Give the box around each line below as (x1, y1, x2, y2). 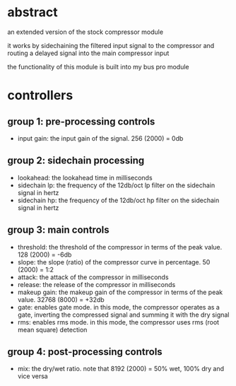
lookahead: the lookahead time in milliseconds (17, 173, 153, 182)
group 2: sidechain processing (7, 155, 145, 167)
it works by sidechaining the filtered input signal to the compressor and (7, 41, 215, 49)
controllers (7, 88, 73, 103)
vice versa (17, 372, 48, 380)
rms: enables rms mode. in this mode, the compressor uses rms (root (17, 317, 220, 326)
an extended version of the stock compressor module (7, 28, 164, 36)
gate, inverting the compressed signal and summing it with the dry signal (17, 310, 230, 319)
